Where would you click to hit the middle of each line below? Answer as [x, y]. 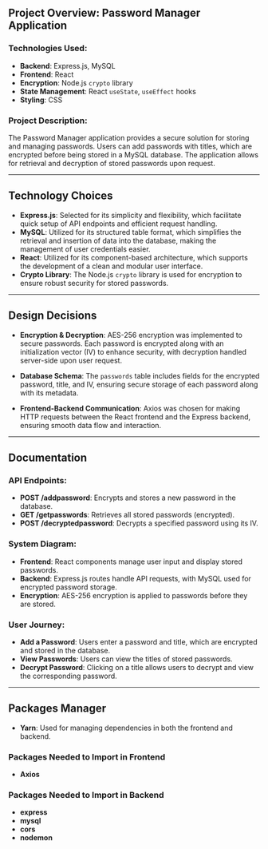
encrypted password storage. [68, 587]
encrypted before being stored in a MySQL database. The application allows [134, 154]
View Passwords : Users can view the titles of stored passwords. [126, 659]
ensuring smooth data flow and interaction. [91, 425]
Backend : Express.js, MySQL [67, 65]
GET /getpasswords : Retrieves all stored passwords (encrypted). [127, 515]
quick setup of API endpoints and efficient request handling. [118, 224]
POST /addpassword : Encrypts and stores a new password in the [128, 498]
